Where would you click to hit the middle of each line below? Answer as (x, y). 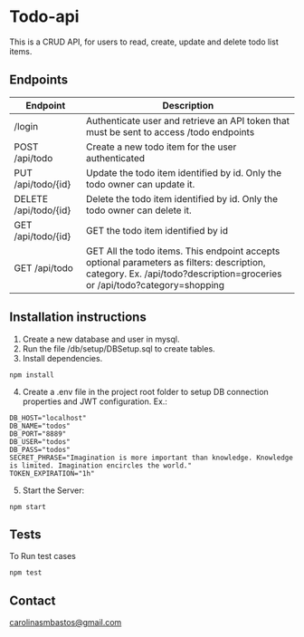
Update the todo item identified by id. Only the (184, 172)
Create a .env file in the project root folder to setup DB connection (145, 391)
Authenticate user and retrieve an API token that (188, 121)
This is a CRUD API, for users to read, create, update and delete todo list (144, 42)
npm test (26, 573)
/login (26, 126)
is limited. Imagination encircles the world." (101, 465)
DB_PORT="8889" (38, 434)
